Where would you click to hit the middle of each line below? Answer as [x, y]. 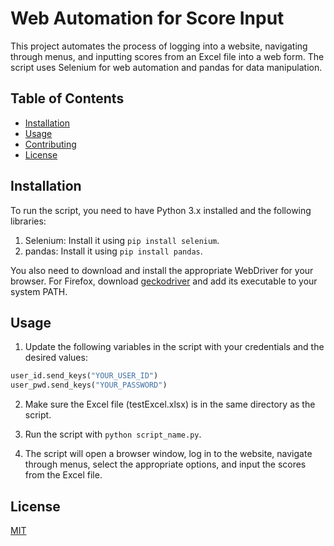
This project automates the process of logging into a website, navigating [159, 46]
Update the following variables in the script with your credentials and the [174, 347]
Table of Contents [67, 98]
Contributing [50, 144]
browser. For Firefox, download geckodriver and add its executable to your [164, 281]
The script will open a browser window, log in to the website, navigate [168, 454]
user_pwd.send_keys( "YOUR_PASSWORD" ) [89, 385]
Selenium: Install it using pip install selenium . [122, 240]
